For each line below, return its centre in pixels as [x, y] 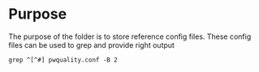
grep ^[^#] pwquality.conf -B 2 [63, 60]
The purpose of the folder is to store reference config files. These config [130, 36]
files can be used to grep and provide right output [91, 44]
